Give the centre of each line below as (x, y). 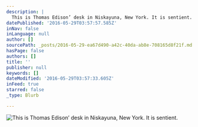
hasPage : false (25, 51)
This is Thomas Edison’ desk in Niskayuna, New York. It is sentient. (102, 17)
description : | (25, 12)
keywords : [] (23, 73)
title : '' (19, 62)
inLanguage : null (28, 34)
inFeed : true (23, 84)
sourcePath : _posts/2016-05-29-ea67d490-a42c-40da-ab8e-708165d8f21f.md (99, 46)
